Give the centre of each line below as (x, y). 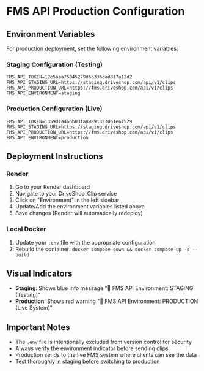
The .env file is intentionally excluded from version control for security (104, 342)
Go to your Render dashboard (53, 187)
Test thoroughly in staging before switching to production (87, 361)
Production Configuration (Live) (54, 109)
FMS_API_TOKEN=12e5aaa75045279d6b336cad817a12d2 (69, 77)
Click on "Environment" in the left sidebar (67, 200)
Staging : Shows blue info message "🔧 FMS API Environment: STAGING (104, 288)
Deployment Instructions (55, 156)
